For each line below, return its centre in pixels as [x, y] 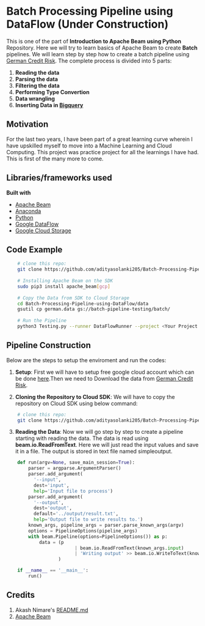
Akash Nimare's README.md [52, 609]
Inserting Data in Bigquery [49, 105]
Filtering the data [37, 85]
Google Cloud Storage [43, 230]
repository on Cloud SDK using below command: [76, 403]
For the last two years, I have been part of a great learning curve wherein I [100, 139]
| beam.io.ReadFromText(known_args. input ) [129, 548]
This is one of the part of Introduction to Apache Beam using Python [94, 41]
